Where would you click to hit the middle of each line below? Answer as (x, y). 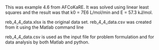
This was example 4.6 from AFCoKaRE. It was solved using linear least (77, 7)
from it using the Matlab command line (45, 27)
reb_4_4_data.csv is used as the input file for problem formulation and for (80, 37)
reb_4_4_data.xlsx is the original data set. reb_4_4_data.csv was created (79, 22)
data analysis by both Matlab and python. (47, 42)
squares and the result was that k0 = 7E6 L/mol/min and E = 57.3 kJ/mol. (79, 12)
